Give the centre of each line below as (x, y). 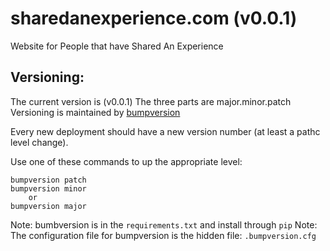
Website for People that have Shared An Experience (117, 46)
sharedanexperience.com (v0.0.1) (154, 18)
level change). (39, 142)
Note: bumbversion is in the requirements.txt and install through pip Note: (164, 224)
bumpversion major (48, 206)
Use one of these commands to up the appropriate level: (126, 161)
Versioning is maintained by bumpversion (95, 112)
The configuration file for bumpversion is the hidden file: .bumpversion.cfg (163, 235)
